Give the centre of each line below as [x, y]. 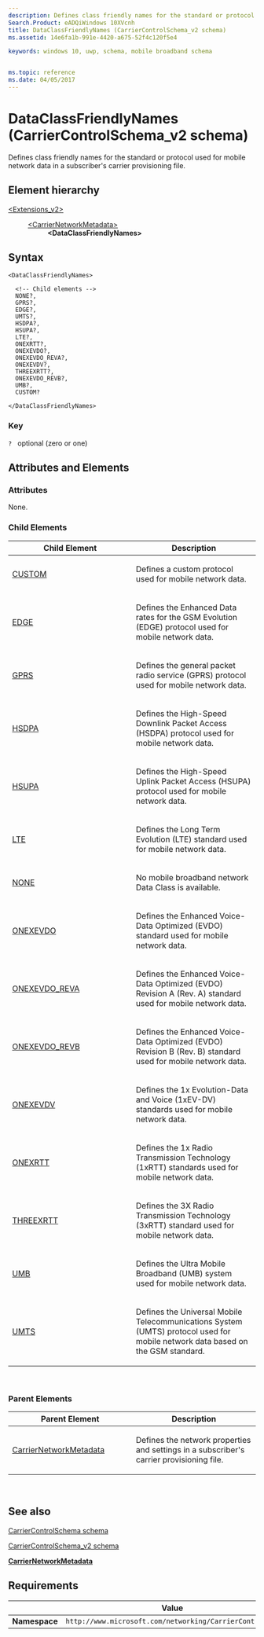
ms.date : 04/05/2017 [42, 80]
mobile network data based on [192, 1341]
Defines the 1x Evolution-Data [192, 1089]
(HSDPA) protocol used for [185, 733]
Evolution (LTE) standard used [192, 839]
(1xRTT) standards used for [187, 1167]
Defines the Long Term [178, 829]
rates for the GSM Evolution [187, 617]
